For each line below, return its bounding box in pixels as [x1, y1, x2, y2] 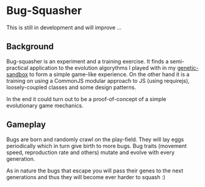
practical [6, 64, 29, 71]
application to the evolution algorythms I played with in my [29, 64, 176, 71]
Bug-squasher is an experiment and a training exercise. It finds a [6, 57, 169, 65]
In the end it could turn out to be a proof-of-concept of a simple [6, 95, 167, 102]
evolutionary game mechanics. [6, 102, 84, 109]
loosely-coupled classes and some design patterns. [6, 83, 136, 91]
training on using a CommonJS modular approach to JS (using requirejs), [6, 77, 190, 84]
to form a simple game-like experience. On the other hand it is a [29, 71, 190, 78]
